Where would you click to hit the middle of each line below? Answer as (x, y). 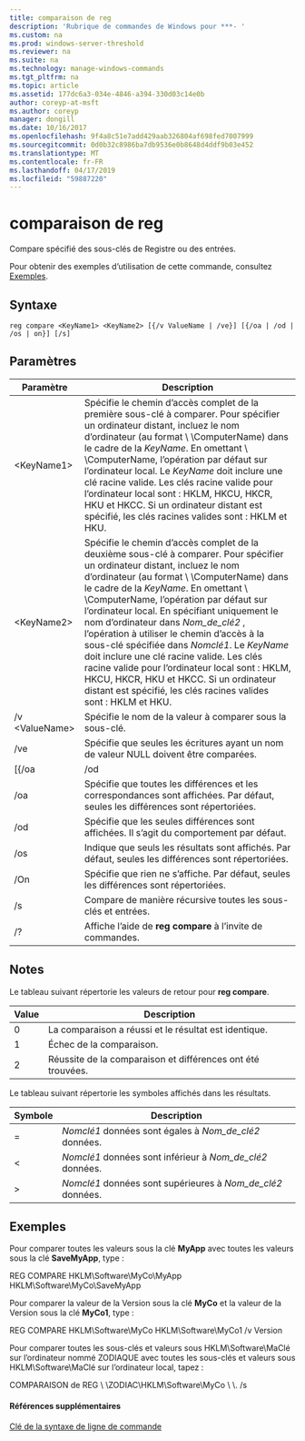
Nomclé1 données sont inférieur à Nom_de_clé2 (165, 1157)
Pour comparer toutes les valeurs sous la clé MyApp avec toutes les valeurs (152, 1249)
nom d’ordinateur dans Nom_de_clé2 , (165, 622)
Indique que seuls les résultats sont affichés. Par (187, 847)
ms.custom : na (36, 35)
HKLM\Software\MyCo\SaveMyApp (75, 1285)
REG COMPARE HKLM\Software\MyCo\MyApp (96, 1276)
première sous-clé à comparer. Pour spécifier (182, 413)
